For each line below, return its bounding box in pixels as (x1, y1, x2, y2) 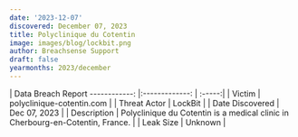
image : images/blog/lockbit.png (9, 38, 131, 48)
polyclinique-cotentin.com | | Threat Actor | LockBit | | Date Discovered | (9, 97, 280, 108)
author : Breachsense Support (9, 47, 120, 56)
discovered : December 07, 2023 (9, 22, 128, 31)
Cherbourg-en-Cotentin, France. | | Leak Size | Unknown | (9, 116, 226, 127)
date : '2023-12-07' (9, 13, 83, 23)
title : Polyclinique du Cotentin (9, 30, 136, 39)
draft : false (9, 55, 59, 64)
